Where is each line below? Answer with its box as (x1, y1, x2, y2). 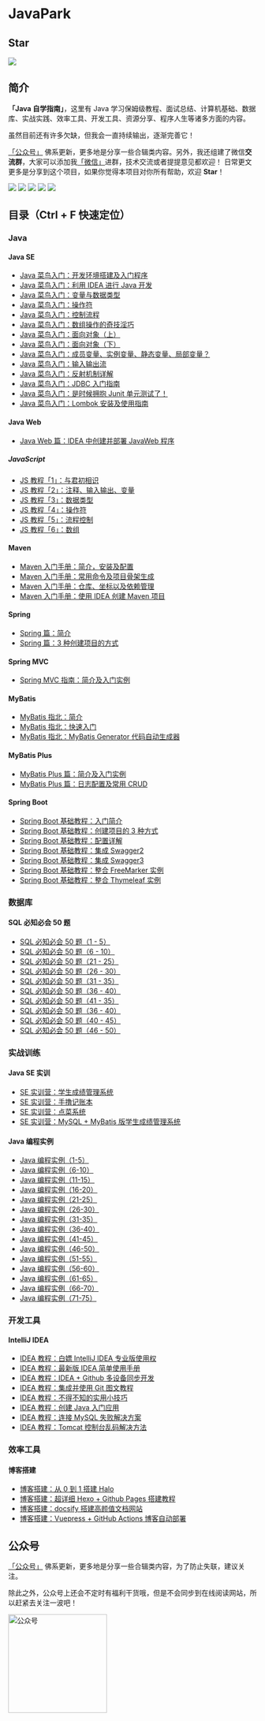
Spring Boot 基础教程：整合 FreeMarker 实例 (19, 865, 164, 875)
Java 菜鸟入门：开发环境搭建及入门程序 (19, 271, 148, 280)
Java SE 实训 (8, 1068, 50, 1077)
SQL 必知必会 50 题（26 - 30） (19, 966, 121, 976)
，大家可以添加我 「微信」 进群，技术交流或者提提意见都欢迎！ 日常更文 (22, 157, 252, 166)
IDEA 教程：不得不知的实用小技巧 (19, 1393, 128, 1402)
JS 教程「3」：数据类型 (19, 495, 94, 505)
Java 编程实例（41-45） (19, 1234, 99, 1244)
